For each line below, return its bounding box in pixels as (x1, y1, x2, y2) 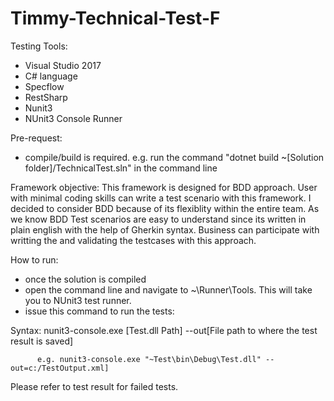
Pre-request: (10, 132, 63, 144)
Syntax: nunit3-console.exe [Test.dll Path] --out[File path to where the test (10, 324, 318, 336)
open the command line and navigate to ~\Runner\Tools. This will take (24, 283, 313, 296)
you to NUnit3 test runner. (24, 294, 132, 306)
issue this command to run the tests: (24, 305, 175, 317)
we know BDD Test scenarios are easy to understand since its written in (10, 213, 307, 225)
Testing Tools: (10, 40, 68, 52)
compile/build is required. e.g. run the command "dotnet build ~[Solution (24, 151, 325, 163)
